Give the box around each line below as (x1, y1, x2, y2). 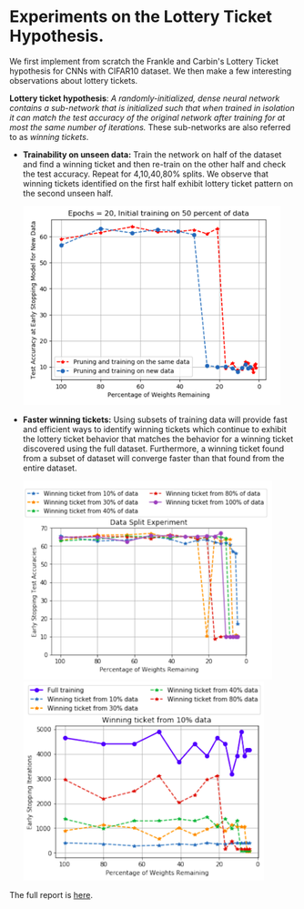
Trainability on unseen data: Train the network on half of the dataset (22, 148, 282, 160)
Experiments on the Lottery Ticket (9, 6, 273, 27)
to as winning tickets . (9, 131, 89, 142)
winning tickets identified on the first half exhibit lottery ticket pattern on (22, 177, 294, 188)
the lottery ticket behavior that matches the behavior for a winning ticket (22, 433, 294, 444)
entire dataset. (22, 462, 77, 473)
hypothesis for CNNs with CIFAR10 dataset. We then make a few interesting (9, 66, 292, 76)
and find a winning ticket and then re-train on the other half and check (22, 158, 287, 169)
